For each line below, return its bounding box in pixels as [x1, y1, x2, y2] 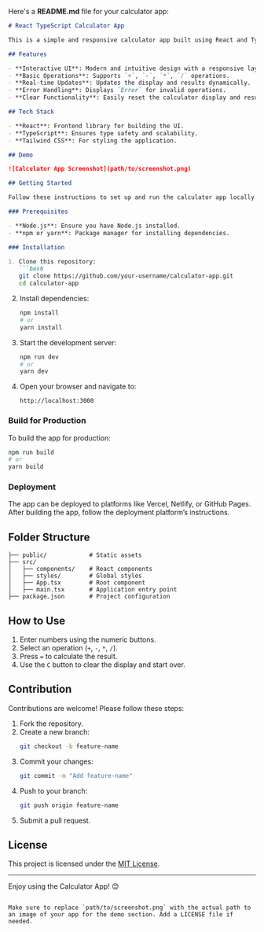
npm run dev [19, 353, 59, 361]
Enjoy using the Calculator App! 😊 [8, 882, 119, 891]
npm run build [8, 448, 55, 456]
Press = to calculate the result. [19, 652, 118, 661]
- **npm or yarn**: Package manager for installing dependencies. [8, 229, 230, 237]
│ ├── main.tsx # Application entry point [8, 586, 178, 594]
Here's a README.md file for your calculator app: [8, 7, 169, 16]
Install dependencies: [19, 294, 90, 303]
